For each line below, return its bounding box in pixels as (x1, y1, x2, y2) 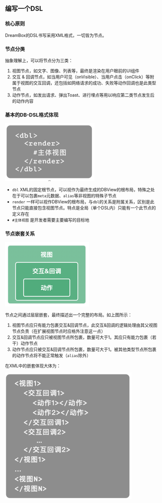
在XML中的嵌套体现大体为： (5, 363, 61, 369)
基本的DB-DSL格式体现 (5, 111, 59, 118)
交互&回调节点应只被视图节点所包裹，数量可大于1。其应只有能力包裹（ (12, 334, 152, 340)
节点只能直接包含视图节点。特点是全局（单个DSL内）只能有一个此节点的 (12, 205, 156, 211)
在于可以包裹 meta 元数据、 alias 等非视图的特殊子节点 (12, 193, 117, 199)
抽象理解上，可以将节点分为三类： (5, 57, 73, 63)
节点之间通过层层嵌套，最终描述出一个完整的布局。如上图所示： (5, 312, 132, 318)
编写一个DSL (5, 4, 43, 13)
